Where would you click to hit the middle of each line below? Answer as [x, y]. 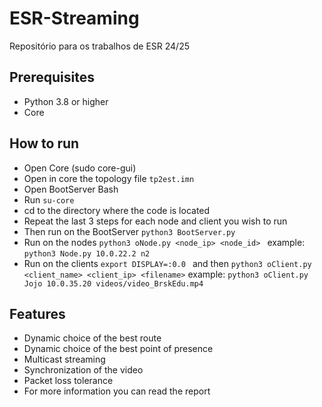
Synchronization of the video [83, 370]
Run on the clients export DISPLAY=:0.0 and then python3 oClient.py [167, 263]
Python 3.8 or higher [66, 101]
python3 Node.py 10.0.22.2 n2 [87, 253]
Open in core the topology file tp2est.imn [109, 178]
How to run [44, 143]
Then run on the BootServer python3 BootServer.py [129, 231]
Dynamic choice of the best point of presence [118, 349]
